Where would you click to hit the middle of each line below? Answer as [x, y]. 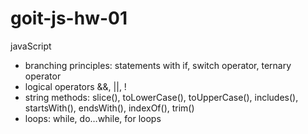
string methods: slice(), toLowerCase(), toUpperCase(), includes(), [161, 97]
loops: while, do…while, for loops [93, 118]
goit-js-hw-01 [69, 18]
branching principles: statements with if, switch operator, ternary [158, 65]
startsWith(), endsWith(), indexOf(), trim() [109, 108]
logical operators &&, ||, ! [75, 86]
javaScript [31, 46]
